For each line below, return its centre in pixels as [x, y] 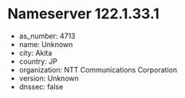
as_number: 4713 [47, 36]
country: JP [38, 61]
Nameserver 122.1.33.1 [84, 14]
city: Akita [35, 53]
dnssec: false [41, 86]
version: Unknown [49, 78]
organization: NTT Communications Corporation [98, 69]
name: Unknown [46, 44]
